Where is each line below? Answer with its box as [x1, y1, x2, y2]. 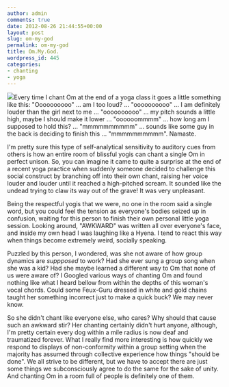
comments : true [7, 16, 51, 23]
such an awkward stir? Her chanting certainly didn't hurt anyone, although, [7, 321, 217, 329]
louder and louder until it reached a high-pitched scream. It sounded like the [7, 179, 221, 188]
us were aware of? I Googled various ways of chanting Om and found [7, 271, 202, 279]
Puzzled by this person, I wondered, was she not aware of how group [7, 249, 203, 258]
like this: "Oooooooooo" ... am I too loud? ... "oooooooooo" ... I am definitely [7, 101, 221, 109]
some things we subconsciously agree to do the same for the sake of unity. [7, 364, 219, 373]
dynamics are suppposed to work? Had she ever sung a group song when [7, 257, 215, 265]
